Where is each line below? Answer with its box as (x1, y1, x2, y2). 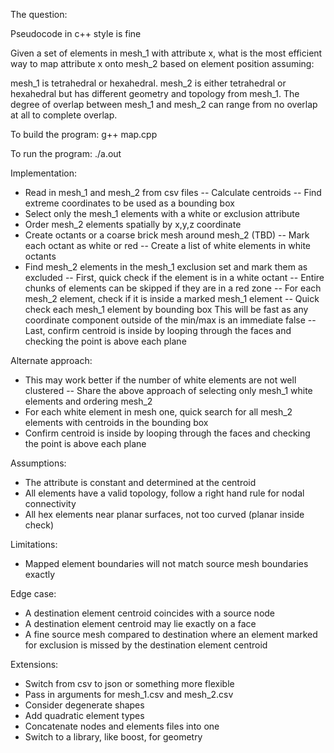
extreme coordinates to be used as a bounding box (24, 197, 235, 209)
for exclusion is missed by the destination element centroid (24, 639, 268, 651)
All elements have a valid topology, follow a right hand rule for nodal (24, 487, 305, 499)
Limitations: (10, 539, 58, 550)
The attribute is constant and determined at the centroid (24, 477, 257, 488)
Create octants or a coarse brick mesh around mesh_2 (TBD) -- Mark (24, 229, 310, 241)
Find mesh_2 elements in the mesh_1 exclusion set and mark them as (24, 261, 308, 273)
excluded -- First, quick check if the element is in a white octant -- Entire (24, 272, 325, 283)
